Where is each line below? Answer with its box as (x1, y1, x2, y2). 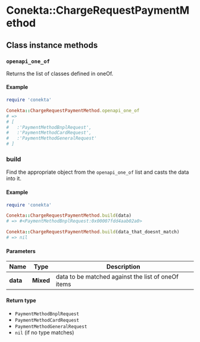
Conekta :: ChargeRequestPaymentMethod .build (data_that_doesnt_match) (6, 229, 180, 235)
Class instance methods (6, 40, 98, 50)
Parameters (6, 247, 36, 254)
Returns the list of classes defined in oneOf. (6, 70, 114, 77)
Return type (6, 297, 37, 304)
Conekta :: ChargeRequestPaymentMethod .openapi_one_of (6, 107, 140, 113)
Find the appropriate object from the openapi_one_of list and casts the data (6, 168, 189, 176)
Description (106, 263, 140, 271)
